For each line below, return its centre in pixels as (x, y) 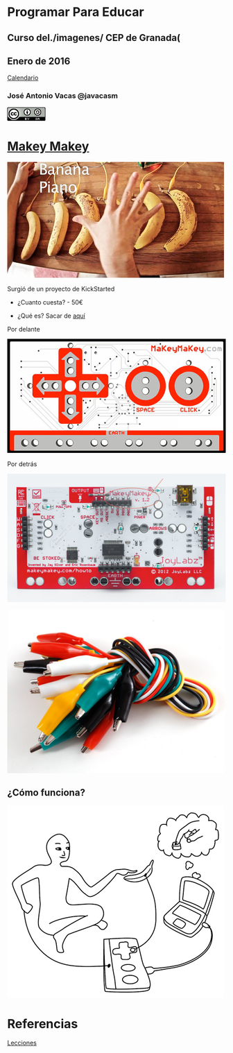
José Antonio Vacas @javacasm (63, 96)
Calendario (23, 78)
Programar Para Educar (76, 12)
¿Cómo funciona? (46, 793)
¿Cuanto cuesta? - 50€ (50, 302)
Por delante (24, 329)
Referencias (43, 1024)
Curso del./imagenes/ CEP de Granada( (94, 38)
